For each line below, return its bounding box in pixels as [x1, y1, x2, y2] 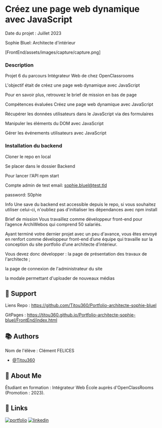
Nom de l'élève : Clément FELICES [5, 348, 75, 354]
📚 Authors [5, 332, 39, 340]
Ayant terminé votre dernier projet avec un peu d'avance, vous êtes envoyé [5, 230, 157, 237]
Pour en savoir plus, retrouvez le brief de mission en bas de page [5, 92, 137, 98]
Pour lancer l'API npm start [5, 172, 59, 178]
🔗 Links [5, 404, 28, 412]
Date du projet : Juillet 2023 [5, 30, 62, 36]
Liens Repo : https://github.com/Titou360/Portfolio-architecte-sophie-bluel [5, 302, 157, 308]
